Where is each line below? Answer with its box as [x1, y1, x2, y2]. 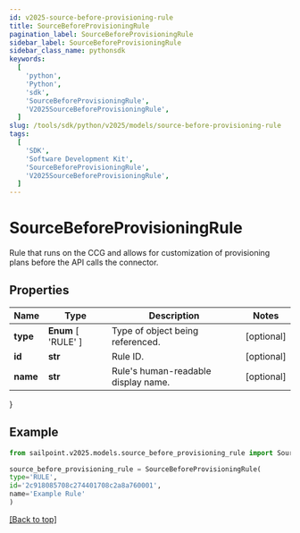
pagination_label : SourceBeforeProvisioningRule [9, 30, 194, 38]
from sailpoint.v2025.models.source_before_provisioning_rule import [9, 448, 274, 457]
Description [148, 309, 200, 322]
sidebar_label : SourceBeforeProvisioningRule [9, 38, 181, 47]
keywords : [9, 55, 46, 63]
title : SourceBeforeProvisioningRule [9, 21, 150, 30]
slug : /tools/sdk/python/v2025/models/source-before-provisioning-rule [9, 122, 281, 131]
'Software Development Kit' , [25, 154, 134, 164]
